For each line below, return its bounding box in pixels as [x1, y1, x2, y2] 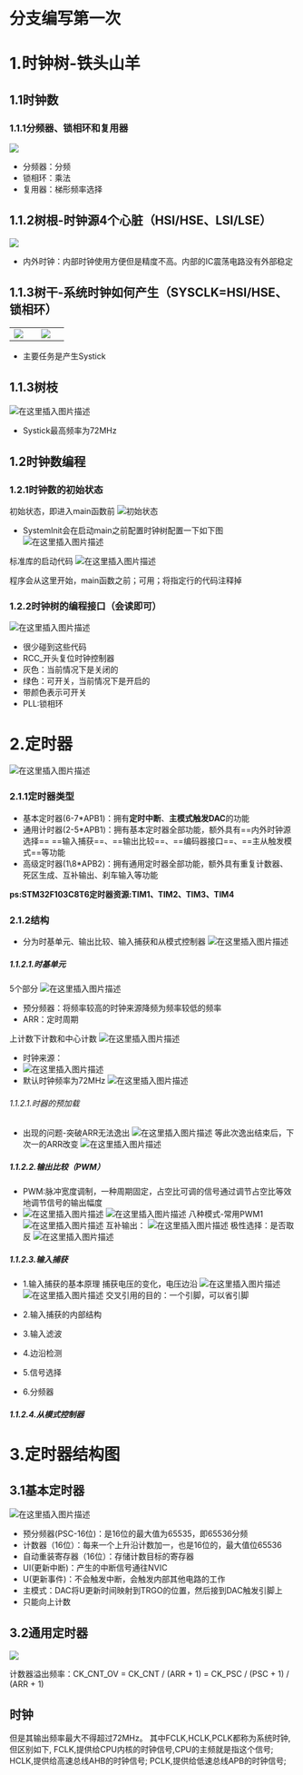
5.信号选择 [22, 1367, 62, 1378]
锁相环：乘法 [22, 173, 71, 183]
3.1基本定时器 [9, 1482, 85, 1499]
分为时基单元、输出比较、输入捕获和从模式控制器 [22, 937, 206, 947]
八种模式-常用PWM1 [188, 1209, 264, 1220]
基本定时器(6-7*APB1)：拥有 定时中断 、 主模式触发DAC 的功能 [22, 812, 249, 823]
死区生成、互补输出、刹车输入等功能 [22, 869, 159, 880]
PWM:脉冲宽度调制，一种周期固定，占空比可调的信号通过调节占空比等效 [22, 1186, 292, 1197]
